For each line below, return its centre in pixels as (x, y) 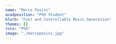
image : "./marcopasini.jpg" (35, 33)
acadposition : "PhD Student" (36, 15)
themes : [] (17, 24)
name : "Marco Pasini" (28, 10)
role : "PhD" (18, 29)
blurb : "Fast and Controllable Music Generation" (59, 19)
